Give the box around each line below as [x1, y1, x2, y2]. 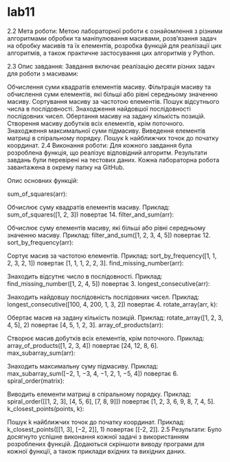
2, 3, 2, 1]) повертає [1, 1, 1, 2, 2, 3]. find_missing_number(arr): [7, 258, 184, 267]
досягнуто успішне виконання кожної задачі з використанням [7, 432, 189, 441]
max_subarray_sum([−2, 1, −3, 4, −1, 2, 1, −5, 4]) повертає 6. [7, 369, 179, 377]
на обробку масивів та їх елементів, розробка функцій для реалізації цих [7, 41, 222, 49]
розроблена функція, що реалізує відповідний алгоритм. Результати [7, 148, 207, 157]
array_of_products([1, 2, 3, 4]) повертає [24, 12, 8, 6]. [7, 341, 159, 349]
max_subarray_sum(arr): [7, 349, 76, 357]
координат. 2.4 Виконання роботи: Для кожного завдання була [7, 141, 192, 149]
